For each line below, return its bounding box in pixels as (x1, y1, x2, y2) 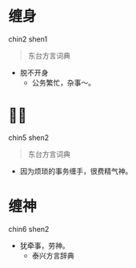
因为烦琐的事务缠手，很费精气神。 (19, 166, 133, 176)
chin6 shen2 (8, 224, 50, 234)
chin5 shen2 (8, 133, 50, 142)
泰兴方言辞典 (31, 250, 74, 260)
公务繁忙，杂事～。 (31, 78, 96, 87)
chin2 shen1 (8, 34, 48, 44)
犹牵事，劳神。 (19, 241, 70, 250)
